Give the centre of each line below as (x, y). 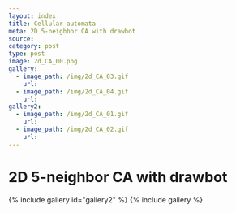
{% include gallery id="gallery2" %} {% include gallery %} (106, 199)
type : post (27, 54)
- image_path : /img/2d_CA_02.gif (72, 129)
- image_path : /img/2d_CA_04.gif (72, 91)
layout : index (32, 16)
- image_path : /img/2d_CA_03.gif (72, 76)
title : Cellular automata (52, 24)
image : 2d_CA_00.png (43, 62)
